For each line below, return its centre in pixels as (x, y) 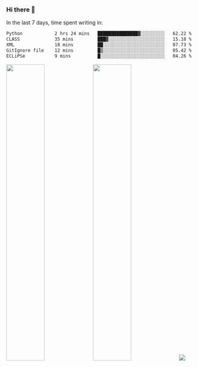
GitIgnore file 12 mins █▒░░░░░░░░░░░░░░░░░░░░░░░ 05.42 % (99, 50)
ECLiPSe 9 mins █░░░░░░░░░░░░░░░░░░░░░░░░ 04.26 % (99, 56)
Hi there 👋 (21, 10)
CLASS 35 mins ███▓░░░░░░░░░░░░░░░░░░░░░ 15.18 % (99, 39)
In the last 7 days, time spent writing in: (55, 23)
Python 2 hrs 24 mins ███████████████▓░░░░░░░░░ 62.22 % (99, 34)
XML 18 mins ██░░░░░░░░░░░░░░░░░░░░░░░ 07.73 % (99, 45)
